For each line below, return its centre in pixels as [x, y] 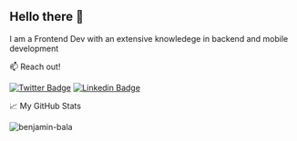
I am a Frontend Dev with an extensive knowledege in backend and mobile [149, 38]
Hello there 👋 [47, 17]
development [34, 48]
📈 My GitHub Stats [46, 106]
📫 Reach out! [35, 66]
